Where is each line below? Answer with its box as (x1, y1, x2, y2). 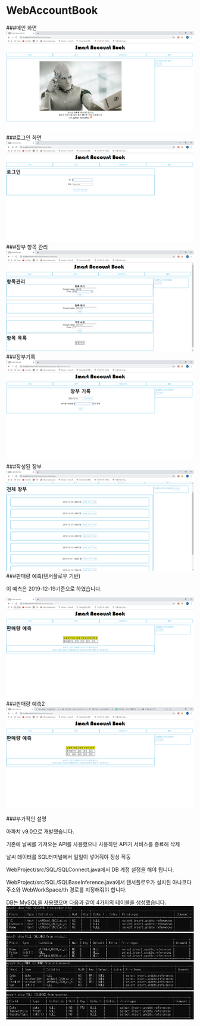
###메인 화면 (6, 24, 37, 31)
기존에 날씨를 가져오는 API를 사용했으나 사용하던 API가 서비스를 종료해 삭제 (6, 840, 180, 847)
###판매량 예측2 (6, 700, 45, 708)
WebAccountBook (6, 4, 98, 17)
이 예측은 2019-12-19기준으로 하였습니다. (6, 585, 102, 592)
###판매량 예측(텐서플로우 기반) (6, 572, 81, 580)
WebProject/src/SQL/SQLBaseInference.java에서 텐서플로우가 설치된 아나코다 (6, 878, 192, 886)
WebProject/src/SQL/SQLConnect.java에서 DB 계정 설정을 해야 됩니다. (6, 866, 174, 873)
